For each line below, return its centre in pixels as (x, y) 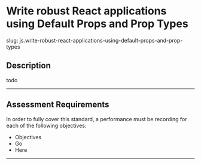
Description (28, 66)
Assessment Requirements (58, 105)
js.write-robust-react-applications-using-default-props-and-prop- (101, 40)
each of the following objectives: (46, 125)
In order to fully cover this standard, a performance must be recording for (97, 119)
